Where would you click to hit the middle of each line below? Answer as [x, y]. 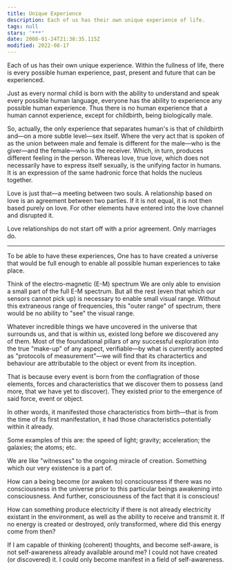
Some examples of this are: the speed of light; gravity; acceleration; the [109, 440]
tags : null [23, 26]
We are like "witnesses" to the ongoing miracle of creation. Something [107, 461]
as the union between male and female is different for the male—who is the [114, 143]
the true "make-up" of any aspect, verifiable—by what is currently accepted [115, 348]
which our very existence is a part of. [60, 468]
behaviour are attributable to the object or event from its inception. [102, 363]
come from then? [32, 531]
